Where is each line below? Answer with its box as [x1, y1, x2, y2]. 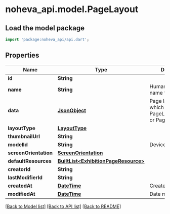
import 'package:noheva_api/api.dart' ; [5, 37, 90, 42]
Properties [5, 51, 39, 60]
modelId [8, 141, 28, 148]
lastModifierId [8, 174, 43, 181]
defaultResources [8, 157, 52, 164]
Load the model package [5, 24, 85, 32]
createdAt [8, 182, 33, 189]
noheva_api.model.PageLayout [5, 4, 139, 15]
